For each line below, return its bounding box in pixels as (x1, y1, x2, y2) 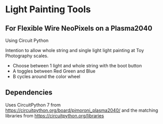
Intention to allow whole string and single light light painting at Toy (5, 47, 144, 53)
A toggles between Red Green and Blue (12, 68, 96, 74)
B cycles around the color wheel (12, 73, 80, 80)
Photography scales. (5, 53, 48, 59)
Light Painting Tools (5, 4, 91, 15)
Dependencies (5, 88, 52, 97)
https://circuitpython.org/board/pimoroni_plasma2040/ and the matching (5, 107, 158, 113)
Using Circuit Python (5, 37, 49, 43)
